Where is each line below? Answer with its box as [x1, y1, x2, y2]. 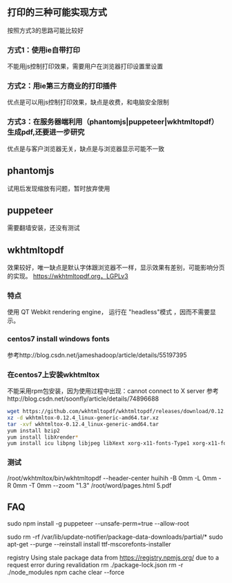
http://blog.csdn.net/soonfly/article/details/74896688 [7, 394, 159, 403]
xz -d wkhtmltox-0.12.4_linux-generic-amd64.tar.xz [7, 414, 159, 421]
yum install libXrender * [7, 434, 79, 441]
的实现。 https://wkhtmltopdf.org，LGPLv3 [7, 272, 129, 280]
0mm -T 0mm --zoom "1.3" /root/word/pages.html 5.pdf [12, 481, 172, 489]
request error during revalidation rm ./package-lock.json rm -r [7, 561, 184, 569]
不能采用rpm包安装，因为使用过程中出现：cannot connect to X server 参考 [7, 387, 219, 395]
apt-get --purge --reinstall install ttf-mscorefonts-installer [7, 540, 171, 548]
